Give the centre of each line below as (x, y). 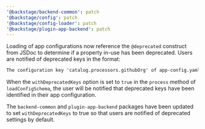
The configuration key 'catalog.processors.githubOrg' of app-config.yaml (103, 71)
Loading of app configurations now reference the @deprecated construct (97, 46)
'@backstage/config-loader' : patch (52, 23)
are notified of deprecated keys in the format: (63, 59)
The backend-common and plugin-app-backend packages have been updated (100, 106)
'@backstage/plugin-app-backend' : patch (59, 29)
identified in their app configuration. (51, 95)
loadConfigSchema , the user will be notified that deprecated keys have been (100, 88)
